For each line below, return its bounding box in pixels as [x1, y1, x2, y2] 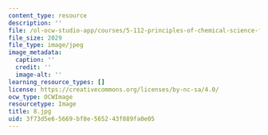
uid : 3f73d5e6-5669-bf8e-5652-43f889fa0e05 [8, 115, 156, 123]
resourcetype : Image [8, 100, 77, 108]
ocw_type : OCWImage [8, 93, 73, 101]
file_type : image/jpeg [8, 41, 84, 49]
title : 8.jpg [8, 108, 52, 116]
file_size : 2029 [8, 33, 62, 42]
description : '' [8, 19, 62, 27]
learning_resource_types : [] [8, 78, 105, 86]
